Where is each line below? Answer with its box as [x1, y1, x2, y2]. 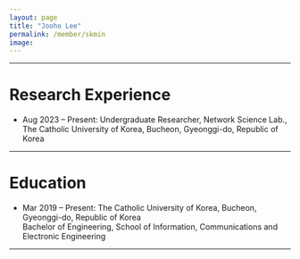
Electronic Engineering [21, 231, 106, 242]
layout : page [9, 13, 58, 22]
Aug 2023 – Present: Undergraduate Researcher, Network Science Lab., [21, 114, 287, 125]
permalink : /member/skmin [9, 29, 105, 38]
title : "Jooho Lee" [9, 21, 82, 30]
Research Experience [9, 85, 171, 105]
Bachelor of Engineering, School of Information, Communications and [21, 221, 279, 232]
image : [9, 38, 34, 47]
